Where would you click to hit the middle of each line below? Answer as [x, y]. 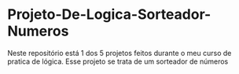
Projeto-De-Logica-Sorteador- [109, 15]
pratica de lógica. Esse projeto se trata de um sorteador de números [118, 61]
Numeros [38, 31]
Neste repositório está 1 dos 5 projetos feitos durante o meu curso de [119, 53]
